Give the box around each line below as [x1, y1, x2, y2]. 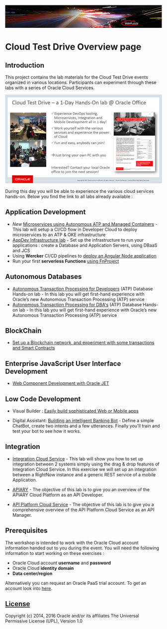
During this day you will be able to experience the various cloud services [5, 188, 154, 194]
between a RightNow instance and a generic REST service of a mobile [12, 471, 156, 477]
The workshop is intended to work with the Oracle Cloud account [5, 539, 139, 545]
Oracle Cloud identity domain [12, 565, 74, 571]
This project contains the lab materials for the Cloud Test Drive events [5, 74, 148, 80]
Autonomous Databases [5, 272, 82, 281]
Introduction [5, 61, 45, 70]
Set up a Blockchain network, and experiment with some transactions [12, 340, 155, 346]
